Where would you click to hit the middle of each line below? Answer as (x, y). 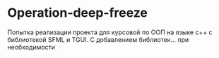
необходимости (31, 47)
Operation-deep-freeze (78, 13)
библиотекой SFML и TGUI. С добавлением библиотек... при (98, 39)
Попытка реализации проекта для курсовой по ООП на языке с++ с (110, 32)
